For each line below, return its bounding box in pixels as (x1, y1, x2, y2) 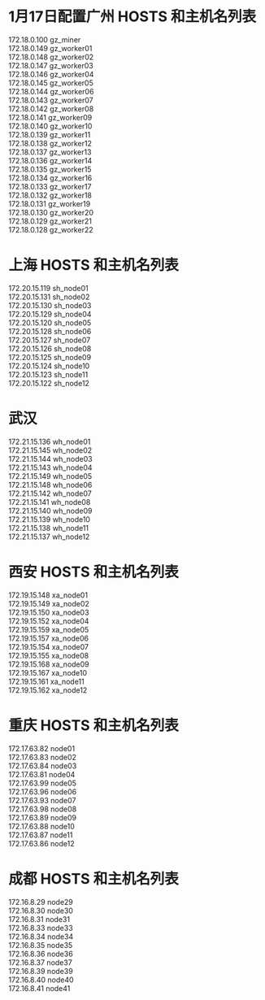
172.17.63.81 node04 (8, 769, 76, 779)
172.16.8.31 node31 (8, 914, 71, 924)
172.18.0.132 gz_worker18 (8, 190, 92, 200)
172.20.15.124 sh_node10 (8, 361, 90, 371)
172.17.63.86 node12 (8, 838, 75, 848)
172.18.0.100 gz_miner (8, 34, 81, 45)
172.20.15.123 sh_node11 (8, 369, 89, 379)
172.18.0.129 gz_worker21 (8, 216, 92, 226)
